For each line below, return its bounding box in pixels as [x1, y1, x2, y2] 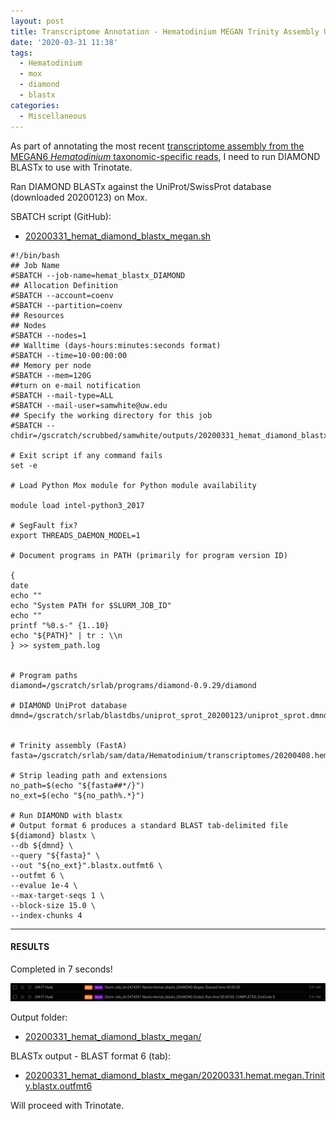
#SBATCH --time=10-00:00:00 [10, 350, 128, 360]
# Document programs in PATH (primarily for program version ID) [10, 550, 288, 560]
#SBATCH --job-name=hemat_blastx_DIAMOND [10, 270, 186, 280]
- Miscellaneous [19, 111, 87, 121]
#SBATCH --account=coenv [10, 290, 114, 300]
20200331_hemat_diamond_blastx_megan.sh [24, 230, 212, 242]
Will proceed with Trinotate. [10, 1100, 125, 1112]
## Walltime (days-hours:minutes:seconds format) [10, 340, 222, 350]
